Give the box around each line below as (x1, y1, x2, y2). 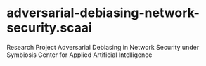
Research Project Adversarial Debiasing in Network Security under (6, 43, 200, 51)
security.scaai (6, 20, 92, 36)
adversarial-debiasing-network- (6, 5, 200, 21)
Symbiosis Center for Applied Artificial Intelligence (6, 51, 153, 59)
